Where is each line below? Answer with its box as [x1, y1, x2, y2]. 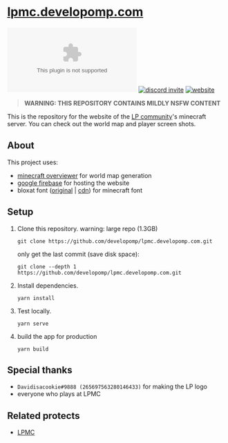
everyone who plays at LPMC [17, 390, 102, 398]
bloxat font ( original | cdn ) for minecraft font [17, 186, 143, 194]
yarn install [17, 295, 55, 302]
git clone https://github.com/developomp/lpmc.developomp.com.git [17, 237, 213, 245]
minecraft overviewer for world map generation [17, 171, 152, 179]
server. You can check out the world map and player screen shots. [7, 119, 196, 128]
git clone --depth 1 [17, 263, 77, 270]
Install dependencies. [17, 281, 79, 290]
